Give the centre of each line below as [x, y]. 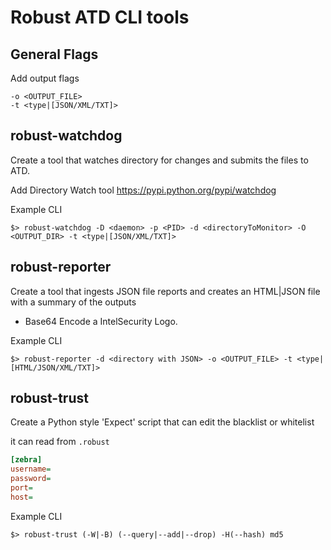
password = [31, 479]
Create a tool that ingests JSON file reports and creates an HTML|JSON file [165, 291]
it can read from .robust [60, 442]
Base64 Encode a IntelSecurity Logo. [101, 321]
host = [21, 497]
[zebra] [26, 460]
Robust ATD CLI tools [100, 17]
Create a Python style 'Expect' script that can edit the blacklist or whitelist [162, 422]
